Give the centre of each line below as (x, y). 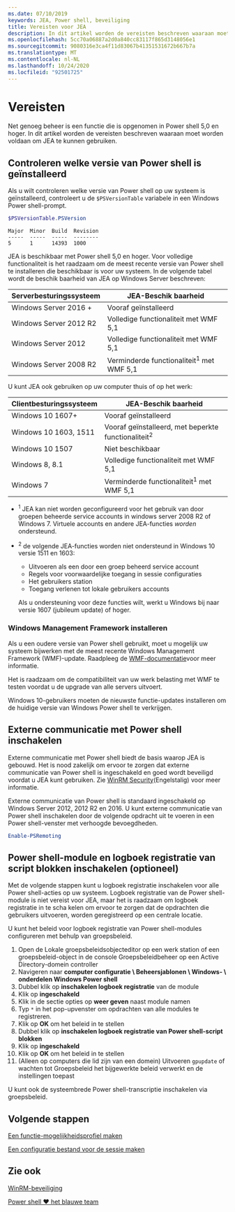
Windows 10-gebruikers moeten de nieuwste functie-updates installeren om (117, 700)
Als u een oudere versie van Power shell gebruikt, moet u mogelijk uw (108, 643)
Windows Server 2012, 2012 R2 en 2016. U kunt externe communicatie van (115, 808)
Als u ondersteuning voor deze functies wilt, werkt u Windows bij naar (119, 603)
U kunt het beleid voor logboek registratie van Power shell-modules (105, 929)
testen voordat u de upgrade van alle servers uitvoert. (85, 687)
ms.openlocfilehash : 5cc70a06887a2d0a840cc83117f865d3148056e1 (102, 40)
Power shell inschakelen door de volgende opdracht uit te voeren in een (111, 815)
